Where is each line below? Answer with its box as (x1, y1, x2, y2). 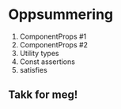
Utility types (19, 48, 59, 58)
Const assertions (19, 57, 75, 66)
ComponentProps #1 (19, 32, 87, 41)
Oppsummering (8, 6, 114, 24)
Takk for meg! (8, 88, 78, 102)
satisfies (19, 65, 47, 74)
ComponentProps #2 (19, 39, 89, 49)
